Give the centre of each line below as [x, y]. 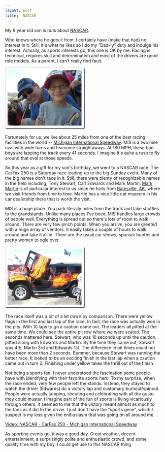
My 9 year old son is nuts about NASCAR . [47, 30]
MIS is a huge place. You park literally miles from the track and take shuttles [82, 208]
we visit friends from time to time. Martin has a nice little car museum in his [81, 194]
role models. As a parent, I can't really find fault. [54, 61]
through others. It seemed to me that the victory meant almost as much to [80, 404]
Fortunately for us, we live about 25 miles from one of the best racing [75, 137]
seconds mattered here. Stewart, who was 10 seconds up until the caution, [81, 337]
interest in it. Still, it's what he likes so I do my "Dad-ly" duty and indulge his [82, 45]
